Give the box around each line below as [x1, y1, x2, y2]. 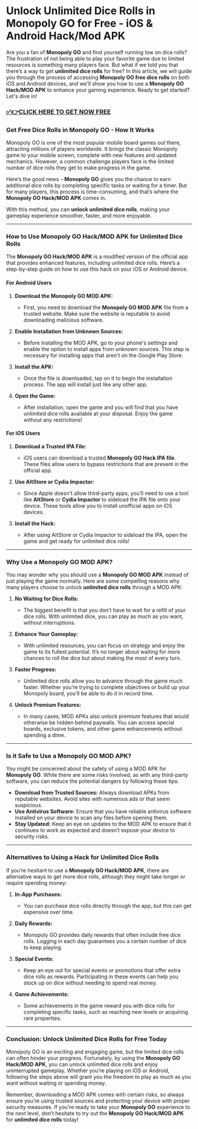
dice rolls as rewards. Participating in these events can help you [23, 973, 179, 980]
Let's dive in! [6, 93, 37, 100]
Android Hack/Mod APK [6, 29, 126, 42]
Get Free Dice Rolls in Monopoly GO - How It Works [6, 126, 154, 134]
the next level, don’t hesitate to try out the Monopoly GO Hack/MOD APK [6, 1110, 184, 1117]
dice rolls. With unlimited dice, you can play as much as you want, [23, 613, 184, 620]
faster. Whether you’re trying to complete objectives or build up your [23, 684, 190, 691]
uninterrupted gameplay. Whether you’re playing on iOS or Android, [6, 1067, 170, 1074]
